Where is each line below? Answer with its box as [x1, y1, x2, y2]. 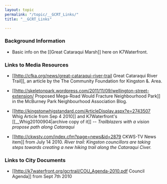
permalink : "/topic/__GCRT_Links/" [4, 12, 79, 17]
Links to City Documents [4, 156, 66, 163]
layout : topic [4, 7, 34, 12]
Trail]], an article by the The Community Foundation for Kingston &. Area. [11, 78, 162, 84]
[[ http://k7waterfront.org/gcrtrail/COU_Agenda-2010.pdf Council [11, 168, 145, 174]
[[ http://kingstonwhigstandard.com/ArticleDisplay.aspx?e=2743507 [11, 108, 151, 114]
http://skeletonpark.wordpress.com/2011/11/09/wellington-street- [15, 87, 149, 93]
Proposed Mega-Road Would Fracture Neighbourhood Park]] [34, 93, 160, 99]
